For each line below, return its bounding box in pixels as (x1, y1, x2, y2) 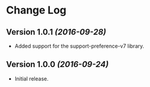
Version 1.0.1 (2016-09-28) (6, 27, 106, 37)
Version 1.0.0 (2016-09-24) (6, 59, 109, 69)
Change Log (6, 4, 66, 17)
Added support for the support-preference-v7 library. (14, 42, 145, 49)
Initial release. (14, 75, 49, 82)
